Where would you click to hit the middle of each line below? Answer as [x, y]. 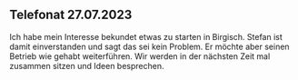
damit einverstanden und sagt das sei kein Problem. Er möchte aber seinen [149, 46]
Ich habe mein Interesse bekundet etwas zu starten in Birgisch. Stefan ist [146, 36]
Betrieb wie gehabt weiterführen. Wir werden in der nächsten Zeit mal [140, 56]
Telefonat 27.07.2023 [71, 15]
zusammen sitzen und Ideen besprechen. [87, 65]
